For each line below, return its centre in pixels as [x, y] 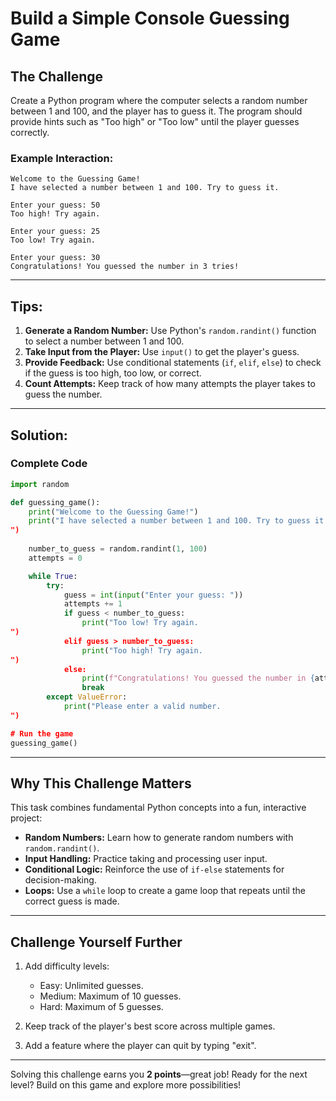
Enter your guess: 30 [55, 258]
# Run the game [42, 733]
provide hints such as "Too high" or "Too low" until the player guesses [155, 121]
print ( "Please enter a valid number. [142, 707]
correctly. [30, 132]
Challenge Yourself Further [96, 942]
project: [26, 818]
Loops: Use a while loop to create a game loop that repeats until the [165, 891]
